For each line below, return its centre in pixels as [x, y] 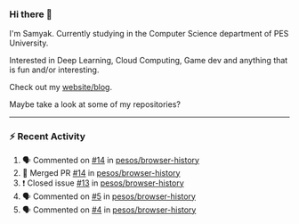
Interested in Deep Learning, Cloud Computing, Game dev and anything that [149, 61]
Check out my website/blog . [61, 87]
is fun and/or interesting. [54, 70]
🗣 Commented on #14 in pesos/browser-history [111, 160]
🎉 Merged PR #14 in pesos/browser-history [101, 172]
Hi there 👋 [31, 14]
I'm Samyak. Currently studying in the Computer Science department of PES [149, 34]
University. [29, 43]
